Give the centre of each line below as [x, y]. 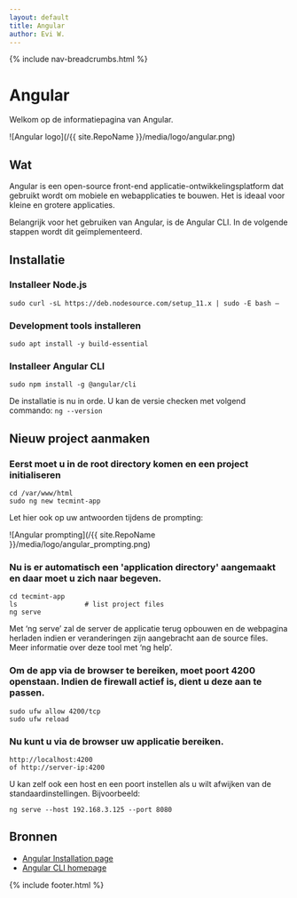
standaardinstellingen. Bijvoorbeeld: [74, 793]
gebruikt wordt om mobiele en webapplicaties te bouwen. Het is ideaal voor [147, 195]
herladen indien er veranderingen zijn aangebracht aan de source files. [139, 638]
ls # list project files [87, 605]
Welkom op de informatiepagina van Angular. [91, 120]
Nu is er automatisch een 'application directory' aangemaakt [143, 568]
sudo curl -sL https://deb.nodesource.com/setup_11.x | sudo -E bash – [144, 303]
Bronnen [33, 837]
